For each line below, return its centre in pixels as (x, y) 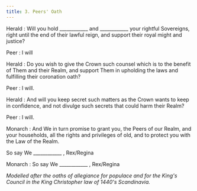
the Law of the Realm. (33, 141)
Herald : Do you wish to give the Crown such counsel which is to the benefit (98, 64)
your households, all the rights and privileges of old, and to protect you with (98, 135)
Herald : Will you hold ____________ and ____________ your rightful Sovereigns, (98, 28)
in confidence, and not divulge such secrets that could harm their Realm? (95, 106)
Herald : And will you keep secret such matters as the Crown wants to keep (98, 99)
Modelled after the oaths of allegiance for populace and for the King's (92, 176)
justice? (16, 41)
